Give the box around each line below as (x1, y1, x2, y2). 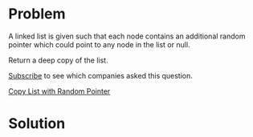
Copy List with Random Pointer (8, 86, 111, 96)
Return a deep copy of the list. (8, 55, 108, 65)
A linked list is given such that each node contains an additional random (8, 31, 246, 41)
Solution (8, 115, 66, 133)
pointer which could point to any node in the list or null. (8, 39, 190, 49)
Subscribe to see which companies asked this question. (8, 71, 193, 80)
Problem (8, 5, 66, 23)
